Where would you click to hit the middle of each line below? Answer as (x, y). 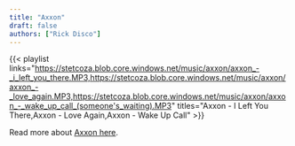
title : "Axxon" (37, 17)
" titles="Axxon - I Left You (220, 106)
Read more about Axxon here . (64, 133)
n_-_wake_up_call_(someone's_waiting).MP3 (90, 106)
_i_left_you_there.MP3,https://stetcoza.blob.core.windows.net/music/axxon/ (147, 78)
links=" (22, 68)
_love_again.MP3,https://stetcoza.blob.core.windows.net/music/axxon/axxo (147, 96)
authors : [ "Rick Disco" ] (55, 34)
